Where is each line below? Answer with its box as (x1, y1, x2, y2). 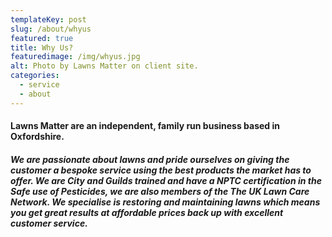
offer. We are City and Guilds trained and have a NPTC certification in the (10, 174, 322, 186)
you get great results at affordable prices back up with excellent (10, 206, 284, 218)
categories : (10, 71, 60, 81)
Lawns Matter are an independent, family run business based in (10, 120, 281, 132)
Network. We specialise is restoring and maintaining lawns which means (10, 196, 321, 208)
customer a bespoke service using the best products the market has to (10, 164, 312, 176)
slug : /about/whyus (10, 24, 92, 34)
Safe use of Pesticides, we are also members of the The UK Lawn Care (10, 185, 310, 197)
